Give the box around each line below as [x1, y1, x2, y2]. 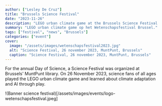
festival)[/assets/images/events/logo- [40, 90, 116, 96]
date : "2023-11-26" [5, 16, 45, 21]
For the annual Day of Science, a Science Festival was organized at [5, 66, 140, 71]
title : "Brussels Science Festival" [5, 12, 79, 17]
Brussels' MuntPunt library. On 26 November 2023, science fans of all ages [5, 71, 157, 77]
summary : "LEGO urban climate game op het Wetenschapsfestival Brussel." [5, 25, 158, 30]
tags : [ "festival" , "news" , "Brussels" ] [5, 30, 89, 35]
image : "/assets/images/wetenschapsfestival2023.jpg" [9, 43, 121, 48]
